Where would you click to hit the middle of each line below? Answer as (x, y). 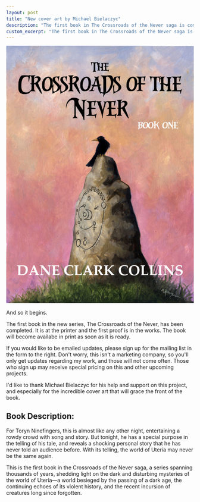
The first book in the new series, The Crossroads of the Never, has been (95, 324)
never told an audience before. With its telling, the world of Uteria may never (100, 450)
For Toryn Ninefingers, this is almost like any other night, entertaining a (93, 431)
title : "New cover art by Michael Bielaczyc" (63, 19)
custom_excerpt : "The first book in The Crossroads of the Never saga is (100, 32)
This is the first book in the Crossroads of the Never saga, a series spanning (99, 468)
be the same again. (30, 456)
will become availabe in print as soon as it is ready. (68, 337)
